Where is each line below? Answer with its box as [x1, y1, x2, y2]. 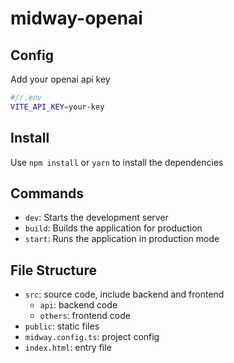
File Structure [10, 262, 97, 279]
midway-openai [10, 7, 143, 30]
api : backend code [39, 299, 118, 311]
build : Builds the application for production [24, 222, 203, 234]
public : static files [24, 320, 100, 332]
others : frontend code [39, 310, 131, 322]
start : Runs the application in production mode [24, 233, 220, 245]
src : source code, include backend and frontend [24, 288, 225, 301]
